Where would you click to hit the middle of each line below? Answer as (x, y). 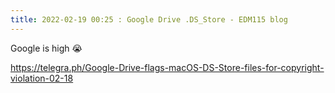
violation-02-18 (42, 78)
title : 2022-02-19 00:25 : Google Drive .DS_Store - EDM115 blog (149, 19)
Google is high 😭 (46, 48)
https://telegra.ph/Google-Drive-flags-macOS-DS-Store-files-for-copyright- (167, 67)
